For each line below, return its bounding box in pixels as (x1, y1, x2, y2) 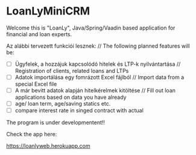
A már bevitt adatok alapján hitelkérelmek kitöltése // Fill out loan (14, 87, 176, 94)
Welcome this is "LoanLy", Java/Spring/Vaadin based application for (6, 24, 175, 31)
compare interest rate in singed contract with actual (14, 107, 144, 114)
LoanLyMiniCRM (6, 4, 90, 18)
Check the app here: (6, 131, 57, 138)
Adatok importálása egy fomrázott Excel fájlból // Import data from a (14, 74, 185, 81)
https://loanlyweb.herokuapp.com (6, 142, 90, 150)
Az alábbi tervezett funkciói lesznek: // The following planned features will (6, 42, 190, 49)
